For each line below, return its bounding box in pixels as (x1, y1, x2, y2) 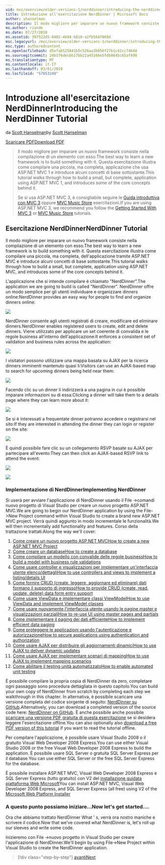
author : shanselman (5, 16, 46, 21)
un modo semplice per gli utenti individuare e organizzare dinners (5, 288, 138, 295)
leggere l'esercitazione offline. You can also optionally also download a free (5, 720, 157, 725)
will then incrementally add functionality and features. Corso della (5, 523, 139, 529)
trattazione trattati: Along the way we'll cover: (5, 529, 96, 534)
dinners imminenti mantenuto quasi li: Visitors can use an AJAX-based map (5, 363, 156, 368)
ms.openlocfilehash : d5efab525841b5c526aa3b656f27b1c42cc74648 (5, 48, 138, 53)
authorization (12, 637, 40, 643)
